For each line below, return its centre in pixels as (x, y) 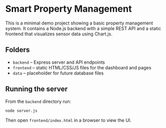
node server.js (21, 111)
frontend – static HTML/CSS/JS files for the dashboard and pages (82, 67)
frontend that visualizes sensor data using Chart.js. (59, 34)
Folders (18, 50)
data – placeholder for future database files (58, 73)
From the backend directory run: (38, 101)
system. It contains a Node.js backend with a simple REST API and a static (83, 28)
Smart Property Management (68, 9)
